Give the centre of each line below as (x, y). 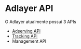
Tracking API (25, 36)
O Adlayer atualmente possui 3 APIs (40, 22)
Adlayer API (29, 8)
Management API (29, 41)
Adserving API (26, 31)
